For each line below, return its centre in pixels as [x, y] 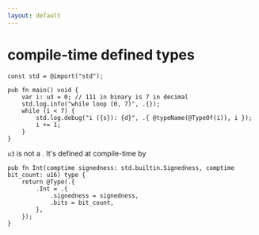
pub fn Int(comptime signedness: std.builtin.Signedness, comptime [121, 168]
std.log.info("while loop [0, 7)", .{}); [91, 104]
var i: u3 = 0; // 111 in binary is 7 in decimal [105, 97]
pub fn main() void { [43, 90]
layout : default [34, 15]
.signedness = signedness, [94, 195]
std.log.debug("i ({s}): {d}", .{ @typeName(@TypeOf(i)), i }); [144, 118]
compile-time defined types [101, 54]
